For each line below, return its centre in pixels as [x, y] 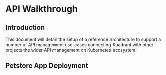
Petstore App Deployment [47, 66]
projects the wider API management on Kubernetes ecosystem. [71, 50]
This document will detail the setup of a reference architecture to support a [83, 39]
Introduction [25, 27]
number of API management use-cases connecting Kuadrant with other [79, 45]
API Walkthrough [42, 9]
